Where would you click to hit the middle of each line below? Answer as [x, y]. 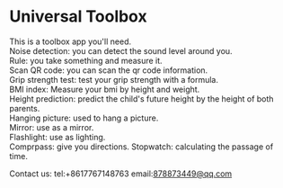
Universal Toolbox [78, 17]
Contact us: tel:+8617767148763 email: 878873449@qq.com [121, 174]
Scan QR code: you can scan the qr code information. [109, 70]
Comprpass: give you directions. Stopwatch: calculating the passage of [141, 147]
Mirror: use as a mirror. [52, 127]
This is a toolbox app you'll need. [71, 41]
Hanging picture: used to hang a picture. [84, 118]
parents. [25, 108]
